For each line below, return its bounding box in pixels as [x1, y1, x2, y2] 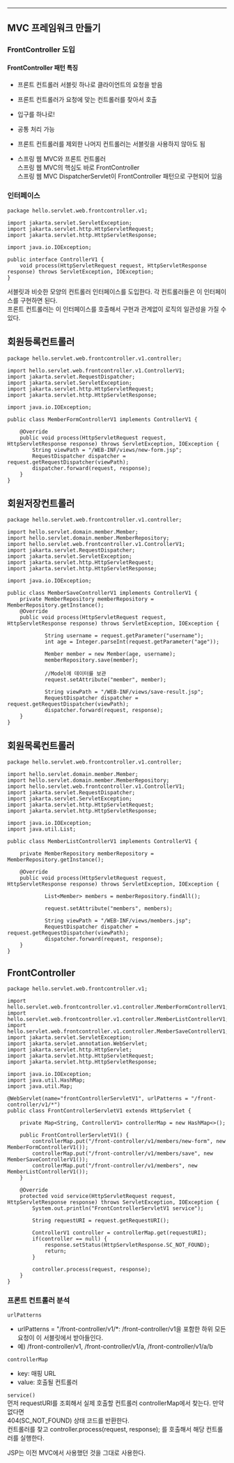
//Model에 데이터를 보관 [44, 670, 107, 677]
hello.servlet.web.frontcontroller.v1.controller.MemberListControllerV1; [7, 1016, 229, 1023]
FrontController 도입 [7, 45, 75, 54]
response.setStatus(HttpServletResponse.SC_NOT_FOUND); [44, 1242, 210, 1249]
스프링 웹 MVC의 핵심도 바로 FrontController [17, 163, 140, 172]
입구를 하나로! [17, 109, 56, 119]
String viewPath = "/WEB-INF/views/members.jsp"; [44, 918, 192, 925]
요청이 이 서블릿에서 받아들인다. [17, 1333, 103, 1342]
